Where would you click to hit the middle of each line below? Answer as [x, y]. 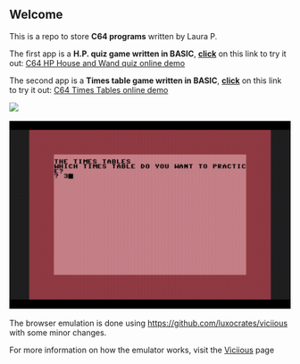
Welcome [36, 15]
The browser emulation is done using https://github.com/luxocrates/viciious [149, 323]
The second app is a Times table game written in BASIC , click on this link [146, 80]
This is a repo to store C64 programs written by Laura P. [113, 36]
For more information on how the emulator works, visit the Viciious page [142, 350]
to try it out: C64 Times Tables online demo [89, 89]
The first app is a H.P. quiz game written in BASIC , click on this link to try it [148, 54]
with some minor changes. [58, 332]
